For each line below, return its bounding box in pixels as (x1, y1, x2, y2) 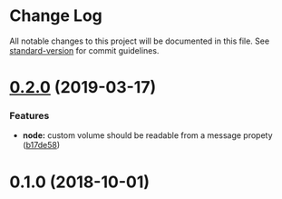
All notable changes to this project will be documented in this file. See (9, 35, 270, 46)
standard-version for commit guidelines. (9, 45, 160, 55)
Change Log (9, 5, 102, 26)
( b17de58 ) (22, 140, 61, 151)
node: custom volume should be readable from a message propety (22, 130, 274, 141)
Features (9, 110, 50, 123)
